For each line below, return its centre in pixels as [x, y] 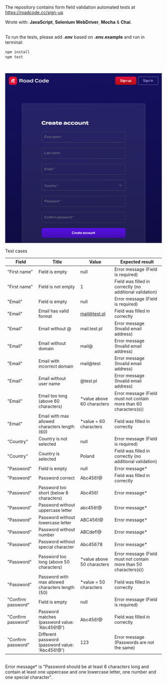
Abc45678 [91, 544]
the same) [125, 647]
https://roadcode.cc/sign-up [34, 12]
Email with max [54, 416]
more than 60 [128, 404]
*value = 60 [93, 421]
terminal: [14, 42]
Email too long [53, 396]
